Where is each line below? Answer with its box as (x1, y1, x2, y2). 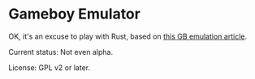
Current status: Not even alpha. (8, 47, 114, 56)
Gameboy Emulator (8, 5, 140, 23)
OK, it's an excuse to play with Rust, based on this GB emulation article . (8, 31, 248, 41)
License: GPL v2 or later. (8, 62, 91, 73)
